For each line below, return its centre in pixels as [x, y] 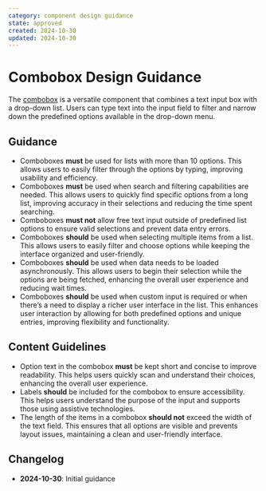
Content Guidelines [57, 347]
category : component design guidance [71, 16]
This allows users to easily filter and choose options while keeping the [135, 245]
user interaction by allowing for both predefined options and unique [131, 313]
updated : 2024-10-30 [43, 38]
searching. [37, 212]
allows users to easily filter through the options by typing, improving [131, 169]
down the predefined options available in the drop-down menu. [112, 117]
